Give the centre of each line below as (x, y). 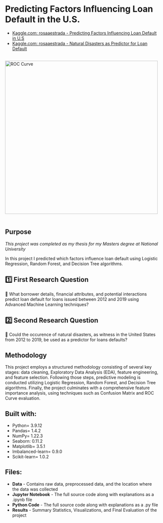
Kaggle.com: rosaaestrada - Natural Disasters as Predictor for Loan (80, 43)
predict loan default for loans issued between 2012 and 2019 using (72, 299)
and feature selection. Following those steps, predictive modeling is (73, 377)
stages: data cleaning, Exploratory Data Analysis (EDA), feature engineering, (82, 372)
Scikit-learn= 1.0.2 (30, 457)
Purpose (18, 232)
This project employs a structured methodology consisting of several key (79, 367)
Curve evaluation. (23, 398)
